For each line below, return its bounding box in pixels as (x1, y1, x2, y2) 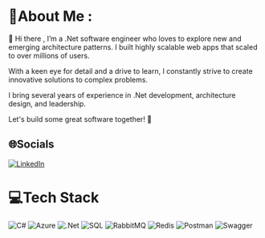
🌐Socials (8, 138, 55, 151)
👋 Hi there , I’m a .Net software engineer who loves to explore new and (8, 34, 243, 43)
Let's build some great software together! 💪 (8, 114, 153, 123)
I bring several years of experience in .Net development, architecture (8, 90, 236, 99)
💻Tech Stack (8, 188, 100, 207)
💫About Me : (8, 7, 93, 26)
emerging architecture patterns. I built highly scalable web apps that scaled (8, 42, 258, 51)
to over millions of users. (8, 50, 90, 60)
